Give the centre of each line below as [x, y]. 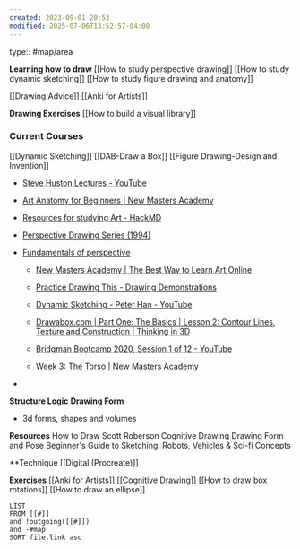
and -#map [28, 529]
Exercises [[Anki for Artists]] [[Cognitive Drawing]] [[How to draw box [138, 480]
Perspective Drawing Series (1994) [86, 235]
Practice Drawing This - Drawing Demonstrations [126, 287]
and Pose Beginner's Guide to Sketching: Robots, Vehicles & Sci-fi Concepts [150, 445]
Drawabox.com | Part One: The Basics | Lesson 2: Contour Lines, [155, 322]
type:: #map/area [41, 51]
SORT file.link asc [46, 537]
